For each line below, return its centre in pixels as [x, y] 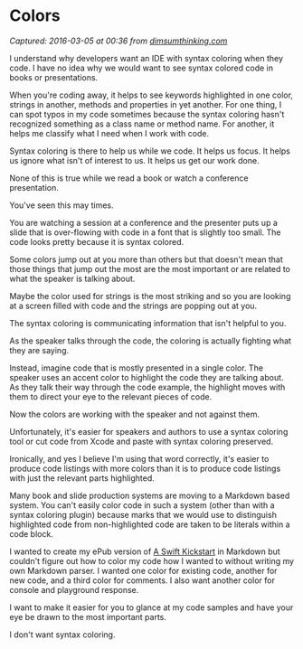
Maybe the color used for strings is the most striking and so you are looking [150, 296]
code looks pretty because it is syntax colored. [96, 241]
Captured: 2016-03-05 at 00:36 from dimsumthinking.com [118, 41]
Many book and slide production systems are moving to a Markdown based [150, 495]
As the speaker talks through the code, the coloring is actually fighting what [151, 341]
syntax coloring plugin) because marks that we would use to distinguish [143, 514]
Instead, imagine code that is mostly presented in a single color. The [137, 368]
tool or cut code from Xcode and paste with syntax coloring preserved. [142, 441]
